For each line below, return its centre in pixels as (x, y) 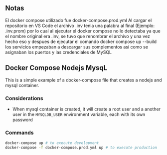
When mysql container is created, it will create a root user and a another (86, 109)
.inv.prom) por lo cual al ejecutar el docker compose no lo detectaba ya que (83, 31)
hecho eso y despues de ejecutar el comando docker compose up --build (81, 41)
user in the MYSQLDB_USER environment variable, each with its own (79, 114)
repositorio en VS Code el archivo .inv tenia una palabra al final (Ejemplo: (80, 25)
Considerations (24, 98)
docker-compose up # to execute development (52, 143)
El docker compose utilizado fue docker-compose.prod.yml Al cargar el (79, 20)
